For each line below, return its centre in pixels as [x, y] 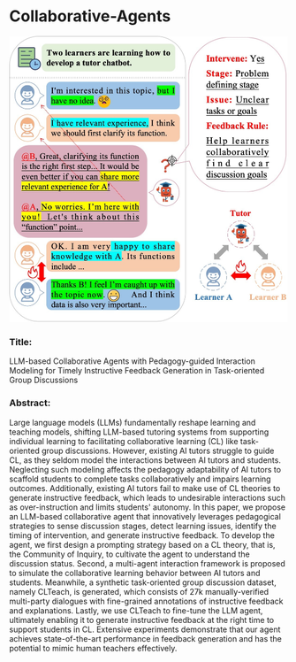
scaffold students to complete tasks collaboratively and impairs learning [140, 479]
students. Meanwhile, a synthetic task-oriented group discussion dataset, [143, 582]
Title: [21, 342]
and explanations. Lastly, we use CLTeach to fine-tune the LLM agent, [136, 610]
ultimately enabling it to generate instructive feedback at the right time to [142, 620]
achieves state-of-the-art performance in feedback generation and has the [146, 638]
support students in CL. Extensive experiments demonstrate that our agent [145, 629]
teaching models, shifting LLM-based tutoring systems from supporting [139, 432]
